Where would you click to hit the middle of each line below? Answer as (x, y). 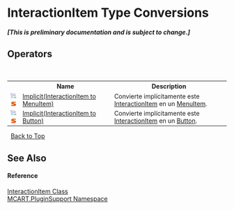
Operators (30, 54)
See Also (27, 158)
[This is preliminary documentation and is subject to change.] (99, 32)
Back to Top (28, 136)
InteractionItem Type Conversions (108, 13)
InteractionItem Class (38, 191)
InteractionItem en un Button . (156, 121)
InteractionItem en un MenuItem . (161, 103)
